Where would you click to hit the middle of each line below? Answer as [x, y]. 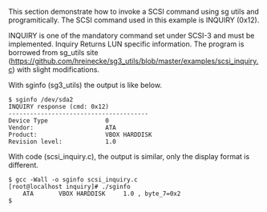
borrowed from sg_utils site [53, 52]
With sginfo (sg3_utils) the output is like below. [85, 85]
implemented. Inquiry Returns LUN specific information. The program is [126, 44]
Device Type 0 [59, 121]
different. [23, 165]
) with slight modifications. [56, 70]
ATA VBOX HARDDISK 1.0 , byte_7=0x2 [102, 194]
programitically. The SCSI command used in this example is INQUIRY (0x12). [134, 20]
